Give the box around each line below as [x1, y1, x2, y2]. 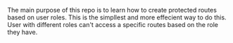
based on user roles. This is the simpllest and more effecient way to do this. [7, 13, 227, 21]
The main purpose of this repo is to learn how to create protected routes [7, 6, 217, 14]
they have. [7, 28, 38, 36]
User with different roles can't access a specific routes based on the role [7, 21, 219, 28]
